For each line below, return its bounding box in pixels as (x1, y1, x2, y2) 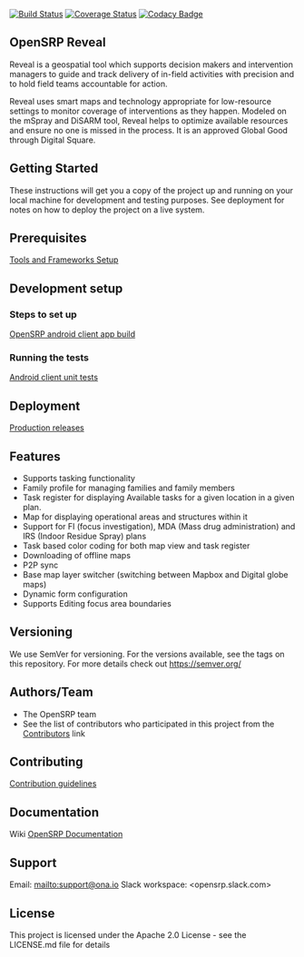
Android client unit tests (9, 372, 98, 383)
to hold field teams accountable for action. (9, 78, 168, 89)
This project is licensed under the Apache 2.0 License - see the (9, 929, 247, 940)
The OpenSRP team (22, 708, 97, 719)
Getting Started (9, 161, 99, 176)
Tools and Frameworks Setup (9, 254, 119, 265)
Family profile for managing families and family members (22, 482, 236, 494)
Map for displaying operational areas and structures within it (22, 511, 248, 522)
